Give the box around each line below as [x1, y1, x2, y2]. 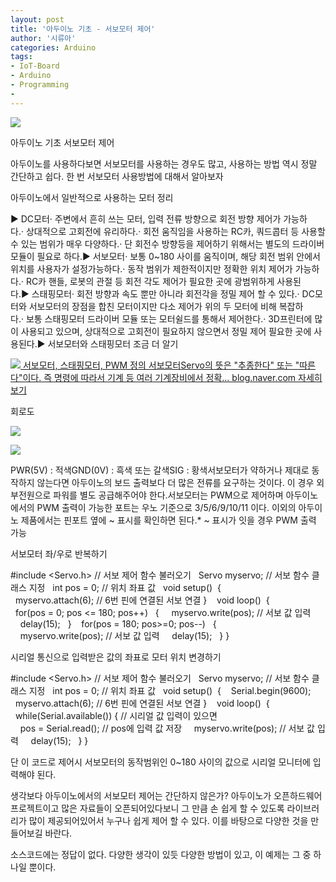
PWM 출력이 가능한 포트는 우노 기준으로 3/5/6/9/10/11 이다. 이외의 [36, 501, 297, 513]
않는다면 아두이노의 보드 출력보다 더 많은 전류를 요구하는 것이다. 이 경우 [36, 476, 315, 488]
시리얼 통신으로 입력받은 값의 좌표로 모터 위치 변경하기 [10, 651, 222, 663]
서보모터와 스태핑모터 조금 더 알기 [47, 337, 179, 350]
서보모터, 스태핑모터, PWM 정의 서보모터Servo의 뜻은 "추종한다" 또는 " [22, 359, 300, 371]
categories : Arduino [10, 42, 97, 53]
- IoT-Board [10, 61, 60, 71]
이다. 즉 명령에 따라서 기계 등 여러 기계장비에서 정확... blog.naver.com [22, 371, 297, 383]
